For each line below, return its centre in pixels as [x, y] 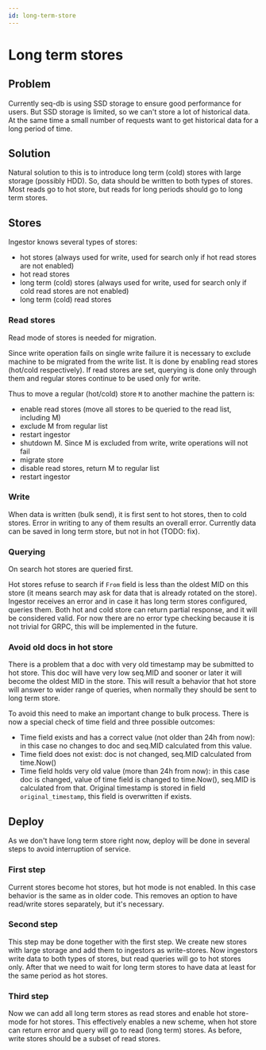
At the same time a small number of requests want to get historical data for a [133, 120]
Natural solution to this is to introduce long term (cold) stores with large [125, 172]
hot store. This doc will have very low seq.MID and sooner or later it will [125, 673]
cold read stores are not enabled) [74, 291]
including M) [40, 417]
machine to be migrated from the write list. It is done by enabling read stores [133, 361]
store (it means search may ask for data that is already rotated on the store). [133, 593]
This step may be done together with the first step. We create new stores [128, 941]
